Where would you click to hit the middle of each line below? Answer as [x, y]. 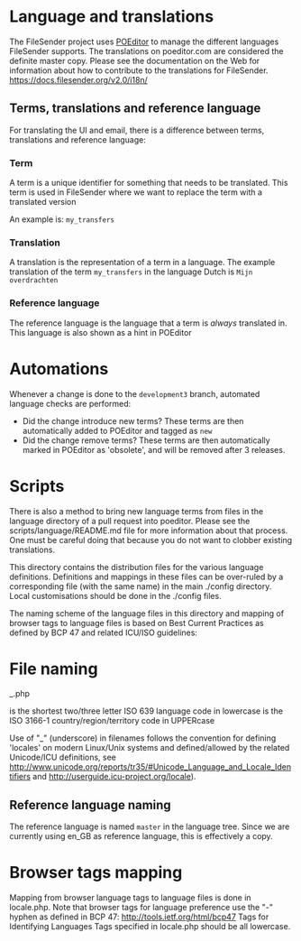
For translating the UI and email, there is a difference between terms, [137, 130]
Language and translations [112, 17]
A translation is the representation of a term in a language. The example [142, 263]
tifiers [20, 777]
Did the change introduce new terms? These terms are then [133, 420]
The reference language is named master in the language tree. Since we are [150, 826]
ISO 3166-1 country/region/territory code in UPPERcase [112, 721]
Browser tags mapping [96, 873]
